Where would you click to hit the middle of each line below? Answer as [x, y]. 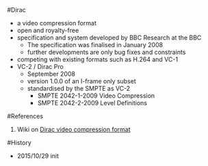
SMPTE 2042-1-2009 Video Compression [96, 96]
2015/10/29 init [38, 156]
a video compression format [57, 23]
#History [19, 142]
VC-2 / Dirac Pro [40, 67]
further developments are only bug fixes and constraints [106, 52]
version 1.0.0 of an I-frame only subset [82, 81]
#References [25, 116]
